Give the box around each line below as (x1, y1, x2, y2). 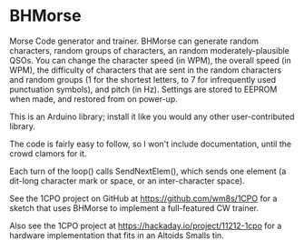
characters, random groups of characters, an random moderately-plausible (9, 45, 290, 55)
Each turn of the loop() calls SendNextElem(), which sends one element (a (9, 165, 287, 176)
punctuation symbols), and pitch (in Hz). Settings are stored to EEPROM (9, 84, 278, 95)
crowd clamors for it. (9, 147, 87, 159)
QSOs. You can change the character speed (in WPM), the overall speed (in (9, 55, 292, 65)
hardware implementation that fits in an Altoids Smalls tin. (9, 229, 224, 241)
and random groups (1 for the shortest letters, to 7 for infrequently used (9, 74, 277, 85)
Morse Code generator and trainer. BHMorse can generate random (9, 35, 260, 46)
